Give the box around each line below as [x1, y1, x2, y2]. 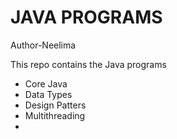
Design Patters [24, 99, 87, 111]
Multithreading [24, 109, 86, 121]
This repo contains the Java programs [10, 58, 167, 70]
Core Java [24, 77, 68, 90]
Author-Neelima [10, 39, 77, 51]
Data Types [24, 88, 73, 100]
